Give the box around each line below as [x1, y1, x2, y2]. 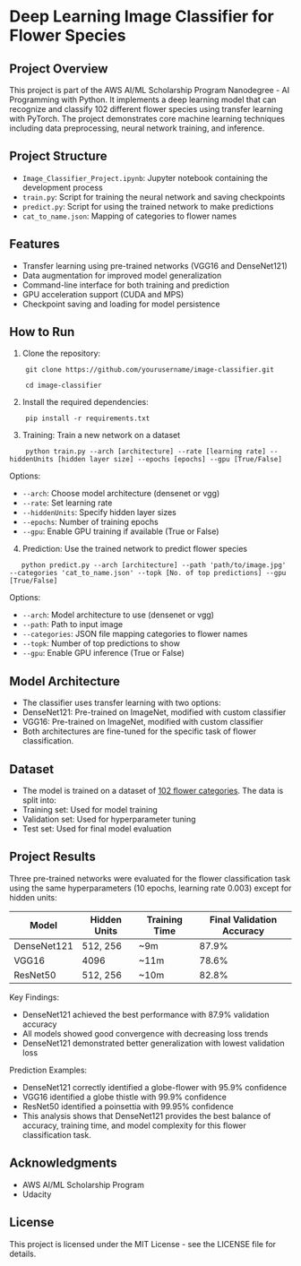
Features [9, 237, 60, 252]
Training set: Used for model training [21, 805, 159, 815]
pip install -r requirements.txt [25, 414, 150, 423]
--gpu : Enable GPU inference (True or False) [21, 648, 185, 659]
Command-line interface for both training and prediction [21, 280, 230, 290]
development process [21, 182, 103, 193]
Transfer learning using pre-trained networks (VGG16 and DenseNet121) [21, 260, 288, 271]
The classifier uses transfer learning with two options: [21, 697, 221, 709]
